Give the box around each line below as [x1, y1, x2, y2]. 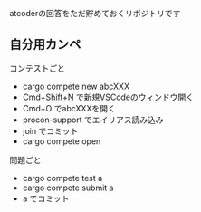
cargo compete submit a [22, 182, 114, 193]
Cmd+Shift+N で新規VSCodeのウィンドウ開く [22, 92, 195, 102]
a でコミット [22, 193, 70, 204]
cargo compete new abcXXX [22, 81, 129, 92]
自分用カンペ [9, 37, 81, 53]
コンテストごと [9, 63, 65, 73]
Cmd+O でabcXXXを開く [22, 102, 116, 113]
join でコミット [22, 125, 79, 136]
